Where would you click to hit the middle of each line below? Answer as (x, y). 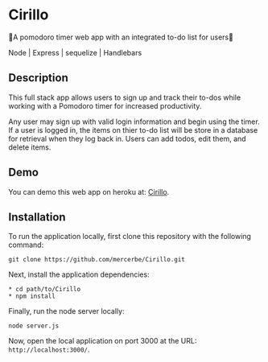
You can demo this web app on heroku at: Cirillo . (89, 191)
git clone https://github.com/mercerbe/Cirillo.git (97, 260)
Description (38, 78)
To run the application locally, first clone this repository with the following (130, 237)
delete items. (30, 147)
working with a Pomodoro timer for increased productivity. (105, 105)
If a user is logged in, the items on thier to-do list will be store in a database (133, 130)
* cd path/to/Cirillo (45, 290)
